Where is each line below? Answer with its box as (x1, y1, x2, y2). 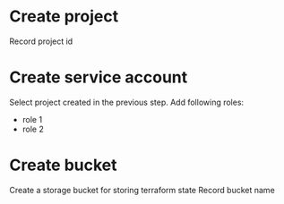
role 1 (22, 114, 43, 124)
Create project (9, 6, 119, 27)
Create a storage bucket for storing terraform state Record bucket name (9, 184, 275, 195)
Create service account (9, 67, 188, 88)
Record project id (9, 36, 73, 47)
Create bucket (9, 155, 118, 175)
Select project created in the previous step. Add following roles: (9, 97, 245, 107)
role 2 (22, 123, 45, 134)
